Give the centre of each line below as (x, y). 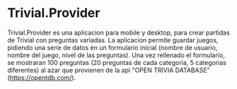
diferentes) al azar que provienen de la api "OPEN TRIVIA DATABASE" (109, 70)
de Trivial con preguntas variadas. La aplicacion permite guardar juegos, (113, 40)
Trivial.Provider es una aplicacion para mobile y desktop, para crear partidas (118, 32)
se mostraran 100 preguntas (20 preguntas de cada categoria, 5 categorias (117, 62)
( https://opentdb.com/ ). (42, 77)
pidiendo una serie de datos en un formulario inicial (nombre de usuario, (112, 47)
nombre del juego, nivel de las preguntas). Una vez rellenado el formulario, (116, 55)
